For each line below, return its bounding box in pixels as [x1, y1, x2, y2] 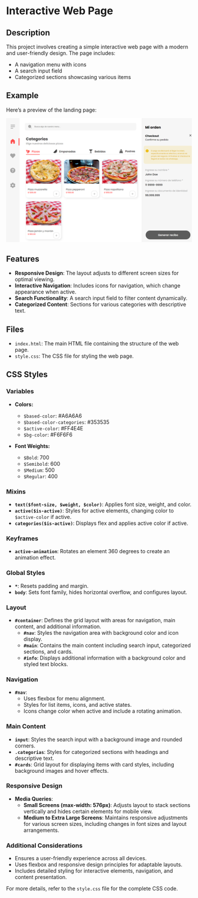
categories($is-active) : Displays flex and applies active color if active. [14, 520, 189, 527]
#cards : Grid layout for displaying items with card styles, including [14, 760, 174, 768]
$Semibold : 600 [23, 460, 61, 467]
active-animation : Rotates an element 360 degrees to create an [14, 548, 170, 555]
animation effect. [14, 554, 56, 561]
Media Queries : [14, 795, 53, 802]
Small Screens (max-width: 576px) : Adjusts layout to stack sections [23, 801, 190, 808]
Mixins [6, 487, 26, 495]
